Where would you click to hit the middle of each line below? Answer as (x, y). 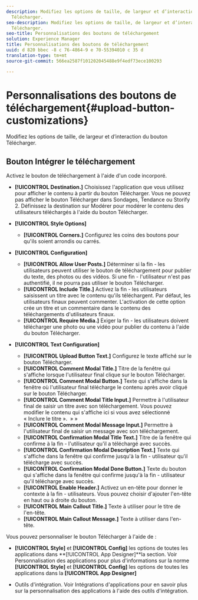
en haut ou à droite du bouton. (60, 500)
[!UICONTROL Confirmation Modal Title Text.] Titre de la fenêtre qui (107, 438)
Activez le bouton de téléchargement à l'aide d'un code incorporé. (86, 176)
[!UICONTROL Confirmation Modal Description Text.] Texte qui (101, 450)
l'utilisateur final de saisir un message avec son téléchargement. (101, 431)
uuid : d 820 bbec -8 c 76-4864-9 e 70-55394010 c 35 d (75, 50)
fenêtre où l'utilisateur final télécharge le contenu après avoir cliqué (105, 388)
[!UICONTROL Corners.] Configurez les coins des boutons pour (101, 235)
